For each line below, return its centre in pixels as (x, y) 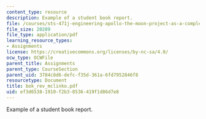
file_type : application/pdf (42, 35)
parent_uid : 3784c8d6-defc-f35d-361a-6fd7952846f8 (72, 75)
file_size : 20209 (29, 29)
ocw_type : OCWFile (30, 58)
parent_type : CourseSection (42, 69)
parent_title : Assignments (41, 63)
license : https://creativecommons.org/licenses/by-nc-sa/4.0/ (87, 52)
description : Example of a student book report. (70, 18)
